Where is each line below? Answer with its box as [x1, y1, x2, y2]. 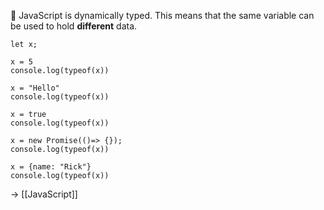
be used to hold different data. [10, 20, 138, 32]
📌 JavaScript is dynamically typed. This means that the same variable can [10, 10, 315, 21]
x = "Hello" [10, 83, 60, 93]
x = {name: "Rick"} [10, 162, 92, 172]
